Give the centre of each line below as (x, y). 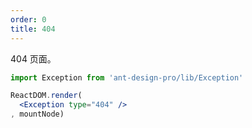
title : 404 (33, 29)
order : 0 (28, 19)
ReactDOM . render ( (46, 96)
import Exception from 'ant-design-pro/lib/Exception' (127, 77)
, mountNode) (37, 114)
